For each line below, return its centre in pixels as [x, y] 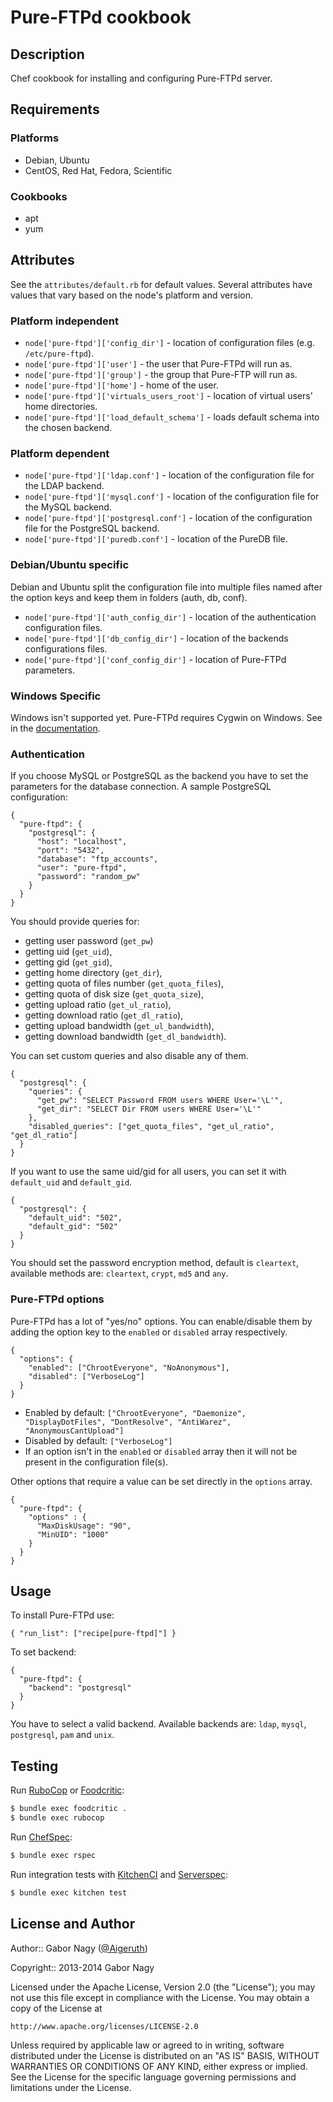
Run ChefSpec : [41, 1837]
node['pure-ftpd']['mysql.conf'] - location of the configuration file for [172, 497]
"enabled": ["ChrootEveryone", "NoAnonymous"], [129, 1367]
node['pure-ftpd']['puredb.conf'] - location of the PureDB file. [156, 539]
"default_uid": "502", [75, 1218]
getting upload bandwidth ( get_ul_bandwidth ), [119, 1026]
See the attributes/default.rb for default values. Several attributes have [161, 284]
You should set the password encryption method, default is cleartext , [155, 1263]
